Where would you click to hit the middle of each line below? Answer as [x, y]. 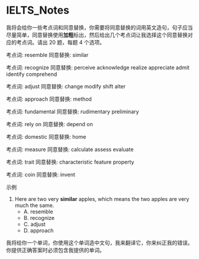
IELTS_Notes [38, 10]
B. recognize [39, 218]
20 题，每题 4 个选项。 [77, 42]
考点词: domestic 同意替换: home [46, 136]
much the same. [34, 205]
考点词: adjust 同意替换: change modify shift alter [66, 86]
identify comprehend [32, 74]
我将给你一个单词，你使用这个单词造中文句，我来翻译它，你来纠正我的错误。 [99, 242]
